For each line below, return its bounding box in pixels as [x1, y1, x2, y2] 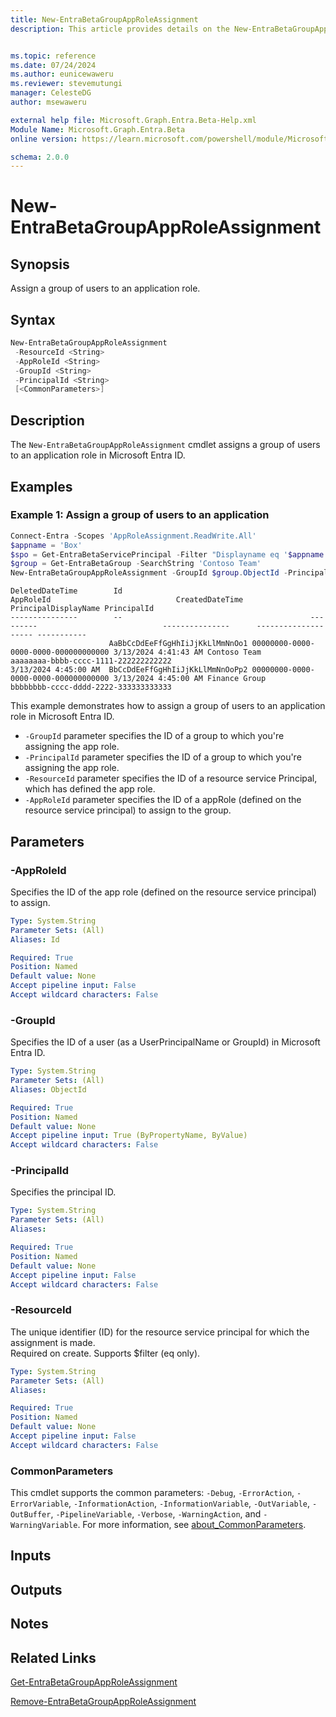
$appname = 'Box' [10, 540, 83, 550]
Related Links [10, 1649, 97, 1666]
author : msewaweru [10, 97, 87, 107]
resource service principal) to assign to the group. [24, 804, 232, 816]
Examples [10, 478, 73, 495]
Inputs [10, 1547, 52, 1565]
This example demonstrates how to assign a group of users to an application [10, 700, 326, 712]
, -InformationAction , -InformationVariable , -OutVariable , [68, 1497, 311, 1510]
